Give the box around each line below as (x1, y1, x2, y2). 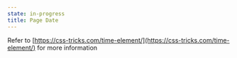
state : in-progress (7, 10, 65, 17)
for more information (37, 43, 98, 52)
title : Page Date (7, 17, 59, 24)
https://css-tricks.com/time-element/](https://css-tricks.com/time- (34, 36, 230, 44)
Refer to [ (7, 36, 35, 44)
